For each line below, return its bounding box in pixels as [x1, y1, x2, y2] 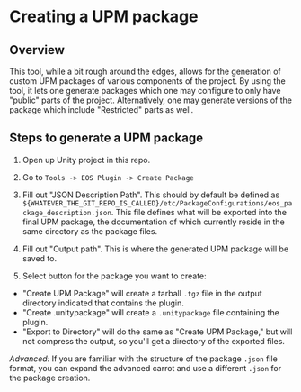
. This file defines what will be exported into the [111, 206, 288, 217]
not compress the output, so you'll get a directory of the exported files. [22, 335, 286, 346]
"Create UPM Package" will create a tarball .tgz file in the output [22, 287, 262, 298]
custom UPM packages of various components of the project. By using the [9, 76, 286, 87]
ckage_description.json [22, 208, 112, 217]
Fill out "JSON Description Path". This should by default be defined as [22, 189, 280, 200]
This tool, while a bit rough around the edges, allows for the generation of [9, 66, 281, 77]
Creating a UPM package [9, 6, 199, 27]
